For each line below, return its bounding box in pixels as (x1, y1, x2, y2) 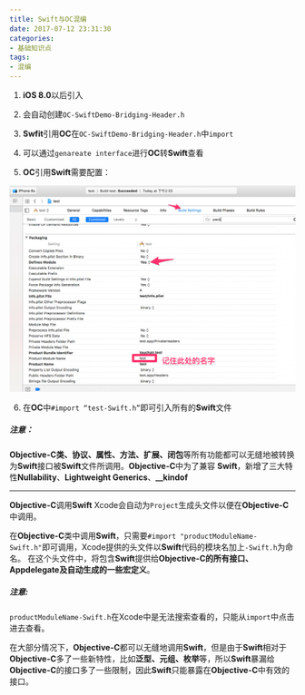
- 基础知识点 (9, 44, 52, 53)
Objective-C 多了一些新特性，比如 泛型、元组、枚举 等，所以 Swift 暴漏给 (9, 653, 275, 664)
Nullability (17, 472, 57, 483)
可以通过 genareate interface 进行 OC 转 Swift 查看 (22, 148, 204, 158)
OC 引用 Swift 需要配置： (22, 167, 111, 177)
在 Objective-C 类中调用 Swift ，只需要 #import (9, 530, 177, 541)
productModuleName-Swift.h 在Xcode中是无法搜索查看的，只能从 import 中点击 (9, 611, 295, 622)
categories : (9, 34, 54, 43)
